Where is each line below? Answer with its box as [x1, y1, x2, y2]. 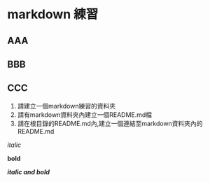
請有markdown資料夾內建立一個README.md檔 [17, 110, 153, 119]
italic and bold [7, 167, 50, 176]
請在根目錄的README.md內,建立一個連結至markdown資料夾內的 [17, 119, 203, 127]
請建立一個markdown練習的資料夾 [17, 101, 116, 110]
